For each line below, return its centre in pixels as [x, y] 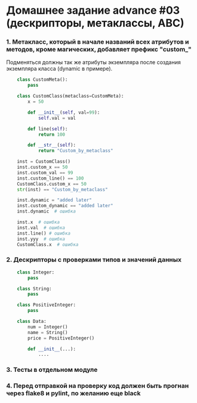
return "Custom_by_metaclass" [76, 151]
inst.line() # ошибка [44, 233]
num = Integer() [48, 327]
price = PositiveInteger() [61, 338]
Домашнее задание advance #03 [93, 10]
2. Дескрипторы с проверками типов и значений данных [94, 260]
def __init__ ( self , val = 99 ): [64, 112]
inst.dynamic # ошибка [47, 211]
